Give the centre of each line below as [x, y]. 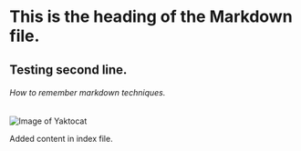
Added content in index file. [61, 138]
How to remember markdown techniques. [88, 93]
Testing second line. [68, 70]
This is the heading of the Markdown [151, 17]
